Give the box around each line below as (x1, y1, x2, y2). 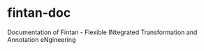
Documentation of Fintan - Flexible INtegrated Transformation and (7, 28, 198, 36)
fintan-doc (7, 5, 71, 21)
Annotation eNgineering (7, 35, 76, 43)
